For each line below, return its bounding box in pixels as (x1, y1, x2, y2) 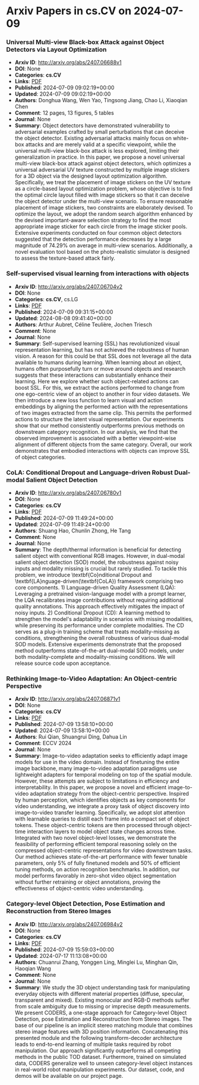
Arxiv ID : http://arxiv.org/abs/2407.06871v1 (14, 695, 121, 702)
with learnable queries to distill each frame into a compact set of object (14, 815, 189, 822)
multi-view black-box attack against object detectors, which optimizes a (14, 160, 191, 167)
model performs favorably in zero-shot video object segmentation (14, 872, 176, 879)
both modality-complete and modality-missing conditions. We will (14, 654, 175, 661)
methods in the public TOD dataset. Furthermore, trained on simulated (14, 1053, 187, 1060)
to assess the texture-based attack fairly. (14, 254, 116, 262)
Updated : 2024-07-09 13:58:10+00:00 (14, 727, 110, 734)
